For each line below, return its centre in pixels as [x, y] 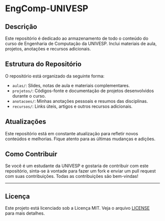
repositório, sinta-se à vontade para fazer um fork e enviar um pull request [81, 171]
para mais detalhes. [25, 213]
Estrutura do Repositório [43, 64]
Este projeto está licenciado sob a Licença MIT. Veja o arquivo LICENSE [77, 208]
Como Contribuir [31, 154]
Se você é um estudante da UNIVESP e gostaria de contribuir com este [77, 166]
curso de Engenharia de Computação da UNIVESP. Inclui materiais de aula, [81, 44]
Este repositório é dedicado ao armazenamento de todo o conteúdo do [77, 38]
